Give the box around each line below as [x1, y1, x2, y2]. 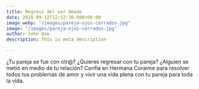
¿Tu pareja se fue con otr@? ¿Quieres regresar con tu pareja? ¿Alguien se [6, 58, 189, 65]
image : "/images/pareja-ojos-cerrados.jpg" [6, 25, 118, 32]
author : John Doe [6, 31, 50, 37]
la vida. [6, 77, 24, 84]
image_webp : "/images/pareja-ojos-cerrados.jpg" [6, 20, 131, 26]
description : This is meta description [6, 36, 107, 42]
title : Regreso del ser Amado [6, 8, 83, 15]
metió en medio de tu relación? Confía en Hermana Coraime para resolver [6, 65, 190, 72]
